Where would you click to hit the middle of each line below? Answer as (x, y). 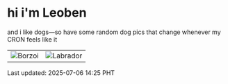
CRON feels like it (32, 39)
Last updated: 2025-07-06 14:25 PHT (61, 73)
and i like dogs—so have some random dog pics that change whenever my (114, 32)
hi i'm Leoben (47, 13)
